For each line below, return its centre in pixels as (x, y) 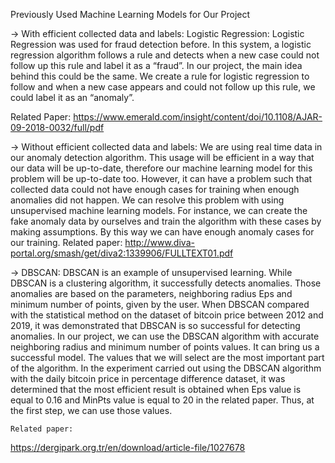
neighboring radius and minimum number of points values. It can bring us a (165, 347)
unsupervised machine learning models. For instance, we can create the (159, 210)
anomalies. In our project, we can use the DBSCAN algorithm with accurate (165, 336)
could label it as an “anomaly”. (72, 97)
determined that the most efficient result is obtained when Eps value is (156, 389)
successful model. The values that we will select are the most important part (167, 357)
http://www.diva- (159, 242)
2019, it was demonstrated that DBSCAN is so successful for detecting (155, 325)
